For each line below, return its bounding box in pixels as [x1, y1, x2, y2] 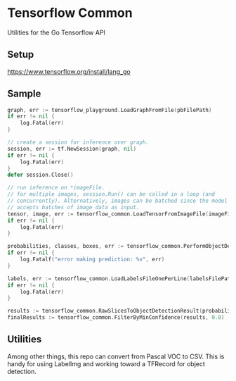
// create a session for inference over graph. [7, 139, 150, 146]
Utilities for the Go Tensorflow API [7, 28, 105, 37]
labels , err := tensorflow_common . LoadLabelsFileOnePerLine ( [7, 275, 190, 282]
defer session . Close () [7, 171, 74, 179]
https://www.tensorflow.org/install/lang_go [7, 67, 131, 75]
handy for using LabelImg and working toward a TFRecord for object [7, 359, 206, 368]
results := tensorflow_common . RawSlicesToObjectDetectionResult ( [7, 308, 202, 315]
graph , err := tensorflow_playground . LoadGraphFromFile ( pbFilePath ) [7, 106, 212, 113]
